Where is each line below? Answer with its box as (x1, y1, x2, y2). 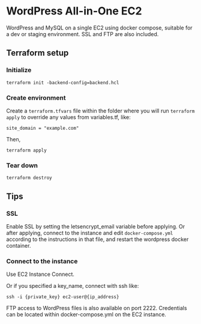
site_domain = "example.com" (6, 125, 79, 131)
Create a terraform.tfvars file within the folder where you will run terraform (6, 107, 195, 114)
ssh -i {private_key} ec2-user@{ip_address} (6, 294, 119, 300)
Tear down (6, 161, 38, 170)
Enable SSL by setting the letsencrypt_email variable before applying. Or (6, 222, 185, 230)
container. (6, 242, 31, 249)
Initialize (6, 66, 32, 75)
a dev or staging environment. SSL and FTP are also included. (6, 30, 159, 37)
